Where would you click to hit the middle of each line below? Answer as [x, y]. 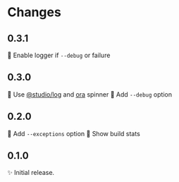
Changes [34, 12]
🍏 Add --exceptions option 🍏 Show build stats [74, 133]
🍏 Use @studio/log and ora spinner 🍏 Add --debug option [90, 94]
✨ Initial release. [31, 173]
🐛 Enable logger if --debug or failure [59, 55]
